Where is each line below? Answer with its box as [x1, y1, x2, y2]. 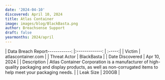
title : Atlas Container [5, 16, 54, 21]
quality [5, 64, 19, 70]
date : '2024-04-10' [5, 7, 45, 12]
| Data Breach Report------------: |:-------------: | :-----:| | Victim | [5, 48, 140, 54]
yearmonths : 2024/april [5, 35, 54, 40]
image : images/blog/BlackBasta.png [5, 21, 78, 26]
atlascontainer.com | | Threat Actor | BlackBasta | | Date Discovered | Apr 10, [5, 53, 160, 59]
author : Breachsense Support [5, 26, 65, 31]
